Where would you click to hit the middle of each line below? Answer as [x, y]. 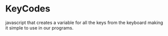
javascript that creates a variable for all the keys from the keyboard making [84, 22]
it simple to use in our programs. [39, 27]
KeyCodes [28, 9]
